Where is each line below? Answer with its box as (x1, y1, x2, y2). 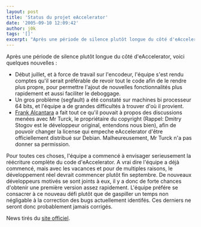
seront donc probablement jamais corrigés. (6, 203, 112, 210)
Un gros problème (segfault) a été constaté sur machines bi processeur (14, 96, 191, 103)
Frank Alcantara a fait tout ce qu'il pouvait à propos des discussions (14, 109, 182, 116)
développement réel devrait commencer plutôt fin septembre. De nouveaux (6, 171, 192, 178)
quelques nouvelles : (6, 59, 57, 66)
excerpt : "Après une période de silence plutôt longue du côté (6, 36, 167, 42)
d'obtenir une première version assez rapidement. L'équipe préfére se (6, 184, 178, 191)
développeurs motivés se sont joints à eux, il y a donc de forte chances (6, 177, 182, 185)
